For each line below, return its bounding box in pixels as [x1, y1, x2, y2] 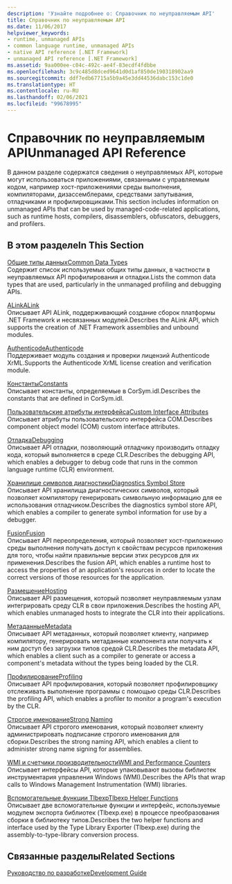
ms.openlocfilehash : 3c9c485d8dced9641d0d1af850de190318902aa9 [7, 68, 194, 75]
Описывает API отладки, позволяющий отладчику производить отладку [7, 443, 220, 451]
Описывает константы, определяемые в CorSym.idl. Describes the [7, 386, 201, 395]
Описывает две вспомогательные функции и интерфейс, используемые [7, 801, 220, 809]
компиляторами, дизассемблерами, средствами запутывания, [7, 190, 194, 198]
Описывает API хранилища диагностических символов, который [7, 486, 199, 494]
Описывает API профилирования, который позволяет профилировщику [7, 679, 218, 688]
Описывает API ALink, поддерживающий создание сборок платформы [7, 308, 216, 316]
